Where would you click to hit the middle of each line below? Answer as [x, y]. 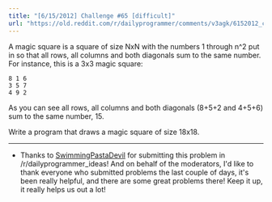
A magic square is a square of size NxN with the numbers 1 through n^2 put [134, 46]
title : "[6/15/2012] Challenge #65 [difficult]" [92, 16]
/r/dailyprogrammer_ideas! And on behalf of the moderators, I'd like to [137, 163]
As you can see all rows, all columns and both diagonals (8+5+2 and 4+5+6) [136, 107]
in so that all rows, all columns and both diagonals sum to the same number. [135, 55]
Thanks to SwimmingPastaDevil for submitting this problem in [123, 155]
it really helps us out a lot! [63, 189]
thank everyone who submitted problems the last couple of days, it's [134, 172]
